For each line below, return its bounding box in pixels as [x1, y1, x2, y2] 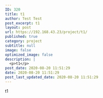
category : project [5, 39, 42, 44]
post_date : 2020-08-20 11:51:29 [5, 66, 70, 71]
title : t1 [5, 12, 25, 16]
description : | [5, 57, 36, 62]
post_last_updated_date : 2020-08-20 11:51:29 [5, 75, 98, 80]
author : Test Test [5, 16, 42, 21]
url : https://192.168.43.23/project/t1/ [5, 30, 88, 34]
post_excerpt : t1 [5, 20, 40, 26]
